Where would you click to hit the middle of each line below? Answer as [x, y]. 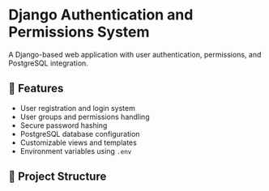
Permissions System [79, 32]
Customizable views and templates [79, 142]
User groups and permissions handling [85, 117]
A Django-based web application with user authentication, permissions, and [135, 54]
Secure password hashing [64, 125]
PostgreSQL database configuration [80, 134]
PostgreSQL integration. [49, 63]
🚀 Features [36, 89]
